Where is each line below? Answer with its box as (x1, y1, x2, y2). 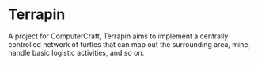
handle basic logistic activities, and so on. (8, 48, 145, 57)
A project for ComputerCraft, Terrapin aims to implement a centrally (8, 31, 229, 41)
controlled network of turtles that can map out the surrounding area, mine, (8, 39, 251, 49)
